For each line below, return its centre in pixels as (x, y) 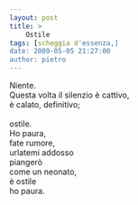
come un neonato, (43, 172)
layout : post (34, 18)
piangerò (26, 162)
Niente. (23, 85)
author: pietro (38, 60)
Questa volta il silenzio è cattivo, (69, 95)
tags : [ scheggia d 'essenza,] (64, 43)
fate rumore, (32, 143)
